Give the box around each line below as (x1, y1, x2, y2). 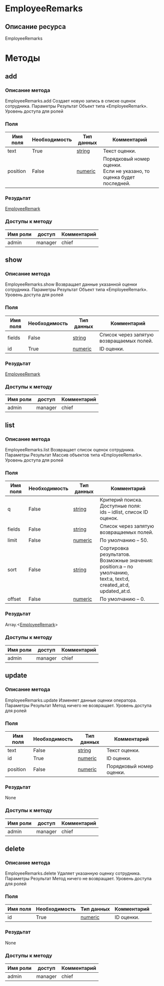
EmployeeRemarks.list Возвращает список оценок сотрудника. (5, 447, 135, 453)
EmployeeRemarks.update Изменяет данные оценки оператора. (5, 697, 137, 703)
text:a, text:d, (100, 575, 130, 582)
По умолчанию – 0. (100, 596, 145, 603)
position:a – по (100, 563, 133, 570)
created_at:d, (100, 582, 130, 589)
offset (7, 596, 21, 603)
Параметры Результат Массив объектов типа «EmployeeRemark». (5, 452, 143, 458)
